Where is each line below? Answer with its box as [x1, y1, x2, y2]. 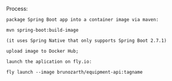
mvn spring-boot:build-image [6, 27, 79, 33]
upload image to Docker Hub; [6, 48, 79, 54]
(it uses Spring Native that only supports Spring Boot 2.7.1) [6, 38, 167, 44]
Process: [6, 5, 28, 12]
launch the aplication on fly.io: [6, 59, 93, 65]
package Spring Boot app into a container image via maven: [6, 17, 159, 23]
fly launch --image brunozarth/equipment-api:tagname [6, 69, 143, 75]
